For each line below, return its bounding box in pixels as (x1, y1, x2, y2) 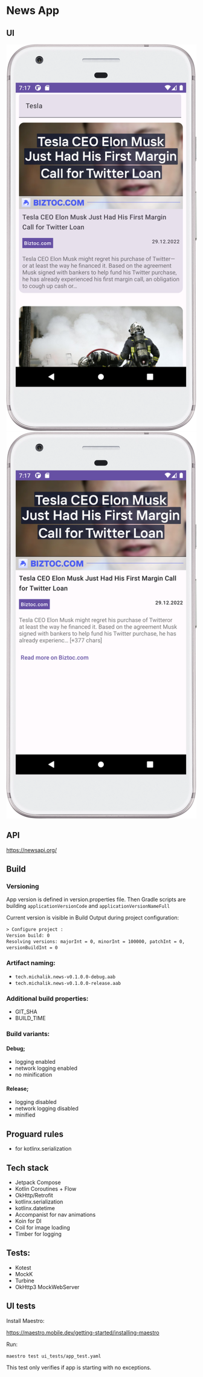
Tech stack (6, 1163, 49, 1173)
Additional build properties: (6, 994, 89, 1003)
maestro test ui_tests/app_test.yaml (6, 1353, 101, 1359)
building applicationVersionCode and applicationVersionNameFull (6, 902, 170, 910)
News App (6, 4, 59, 18)
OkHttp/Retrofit (14, 1191, 53, 1199)
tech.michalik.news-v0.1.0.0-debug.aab (14, 973, 116, 980)
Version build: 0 (6, 933, 50, 939)
